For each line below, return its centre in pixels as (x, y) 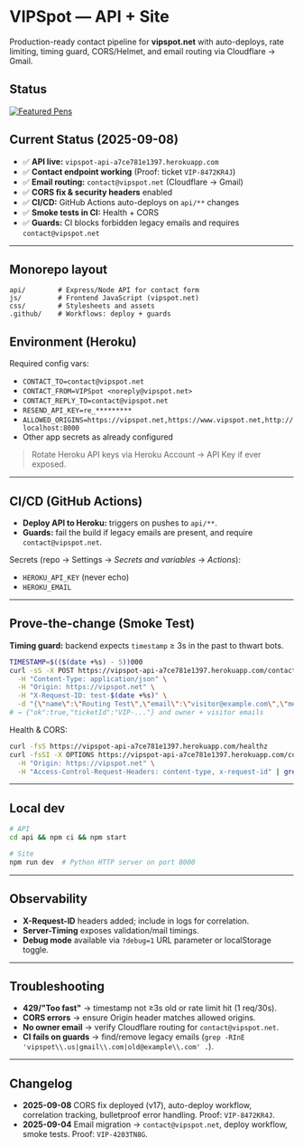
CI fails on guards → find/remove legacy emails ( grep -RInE (133, 1037)
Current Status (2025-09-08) (94, 140)
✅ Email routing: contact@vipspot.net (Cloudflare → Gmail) (133, 182)
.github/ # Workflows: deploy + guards (90, 314)
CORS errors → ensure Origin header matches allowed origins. (139, 1018)
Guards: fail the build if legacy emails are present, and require (138, 532)
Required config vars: (50, 364)
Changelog (41, 1083)
